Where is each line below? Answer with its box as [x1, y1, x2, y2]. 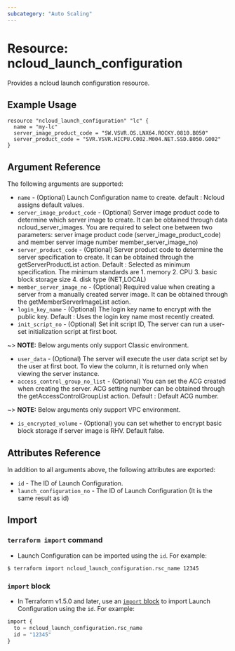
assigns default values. [17, 201, 84, 209]
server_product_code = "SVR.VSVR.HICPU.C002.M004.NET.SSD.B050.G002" [13, 136, 221, 143]
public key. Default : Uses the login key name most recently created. [17, 313, 215, 321]
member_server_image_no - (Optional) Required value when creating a [17, 283, 215, 291]
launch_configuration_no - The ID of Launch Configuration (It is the [17, 487, 213, 495]
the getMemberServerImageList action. [17, 297, 131, 306]
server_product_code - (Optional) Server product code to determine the [17, 246, 224, 254]
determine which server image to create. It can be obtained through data [17, 215, 228, 224]
